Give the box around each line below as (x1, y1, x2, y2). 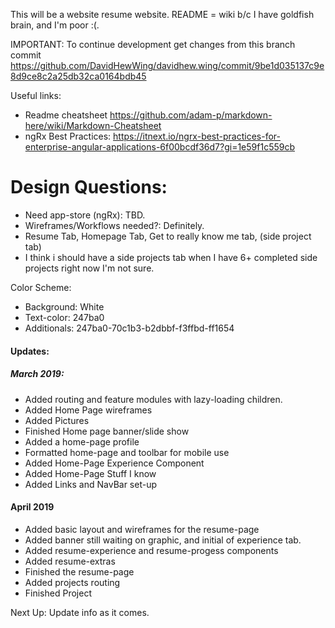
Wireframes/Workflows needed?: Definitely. (24, 219, 205, 231)
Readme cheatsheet (24, 109, 108, 121)
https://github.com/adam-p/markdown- (109, 109, 273, 121)
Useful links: (10, 90, 62, 101)
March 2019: (10, 368, 65, 380)
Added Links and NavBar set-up (24, 478, 158, 490)
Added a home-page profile (24, 435, 140, 448)
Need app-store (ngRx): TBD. (24, 209, 146, 221)
